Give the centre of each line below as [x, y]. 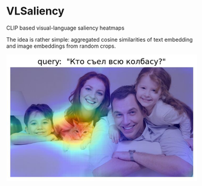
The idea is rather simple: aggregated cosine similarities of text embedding [99, 39]
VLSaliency [35, 11]
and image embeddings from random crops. [61, 46]
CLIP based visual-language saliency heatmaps [66, 28]
